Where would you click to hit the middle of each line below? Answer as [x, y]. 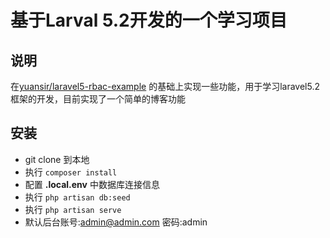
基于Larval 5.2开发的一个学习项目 [149, 20]
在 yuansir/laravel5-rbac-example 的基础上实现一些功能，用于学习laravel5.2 [165, 86]
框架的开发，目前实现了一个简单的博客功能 [98, 99]
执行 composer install [71, 172]
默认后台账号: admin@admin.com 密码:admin [116, 222]
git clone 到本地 [57, 159]
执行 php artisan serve [73, 209]
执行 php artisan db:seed [77, 197]
